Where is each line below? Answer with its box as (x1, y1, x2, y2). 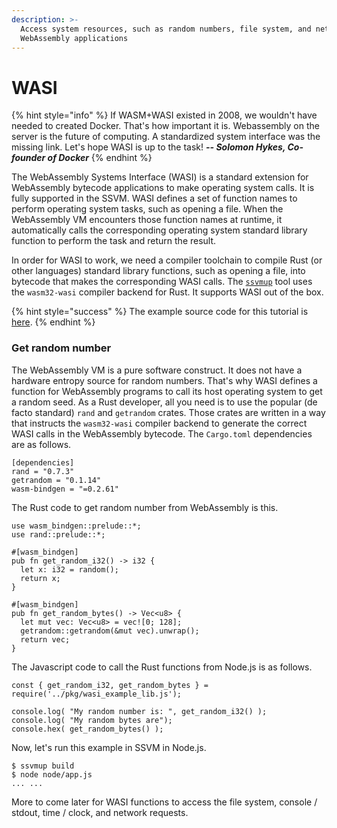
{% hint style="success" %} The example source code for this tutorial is (11, 306, 309, 318)
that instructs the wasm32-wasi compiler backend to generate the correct (11, 417, 308, 429)
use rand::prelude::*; (11, 529, 106, 540)
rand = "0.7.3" (11, 466, 75, 476)
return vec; (20, 634, 71, 645)
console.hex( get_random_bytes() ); (11, 724, 164, 734)
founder (11, 152, 46, 164)
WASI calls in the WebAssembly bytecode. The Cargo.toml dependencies (11, 427, 313, 440)
